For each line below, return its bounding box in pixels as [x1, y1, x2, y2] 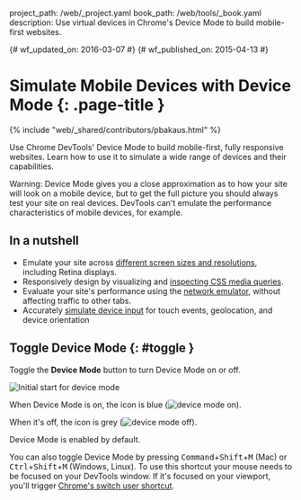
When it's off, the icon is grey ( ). [9, 416, 198, 427]
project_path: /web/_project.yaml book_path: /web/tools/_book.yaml [9, 8, 262, 18]
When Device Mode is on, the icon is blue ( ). [9, 399, 242, 410]
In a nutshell [9, 233, 79, 248]
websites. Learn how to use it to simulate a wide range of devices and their [9, 151, 288, 162]
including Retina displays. [22, 266, 118, 277]
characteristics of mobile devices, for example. [9, 207, 183, 218]
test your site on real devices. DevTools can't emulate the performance [9, 197, 272, 208]
